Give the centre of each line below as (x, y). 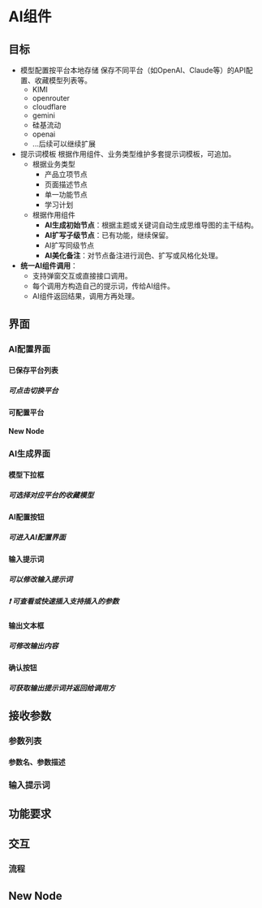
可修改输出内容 (33, 646)
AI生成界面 (30, 454)
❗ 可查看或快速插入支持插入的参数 (64, 601)
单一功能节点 (66, 195)
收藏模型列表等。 (63, 80)
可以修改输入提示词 (41, 579)
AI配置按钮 (26, 517)
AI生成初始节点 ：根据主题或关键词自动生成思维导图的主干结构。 (151, 225)
